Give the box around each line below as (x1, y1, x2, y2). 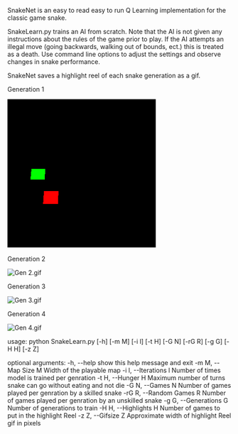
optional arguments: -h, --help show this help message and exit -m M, (7, 359, 213, 367)
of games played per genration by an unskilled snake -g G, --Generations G (7, 396, 229, 404)
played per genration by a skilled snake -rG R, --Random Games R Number (7, 389, 226, 397)
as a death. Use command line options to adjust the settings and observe (7, 50, 222, 58)
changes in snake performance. (7, 58, 101, 66)
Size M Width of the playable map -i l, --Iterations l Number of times (22, 366, 222, 374)
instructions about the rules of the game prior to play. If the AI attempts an (7, 35, 225, 43)
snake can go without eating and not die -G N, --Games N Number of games (7, 381, 232, 389)
